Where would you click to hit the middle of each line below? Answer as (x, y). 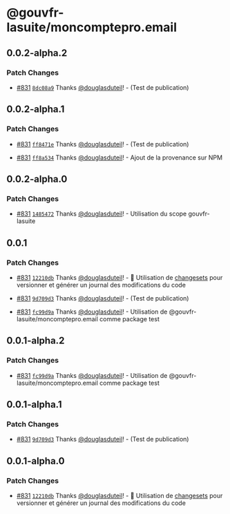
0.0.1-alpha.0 (36, 461)
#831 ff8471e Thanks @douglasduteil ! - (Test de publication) (103, 144)
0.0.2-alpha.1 (36, 110)
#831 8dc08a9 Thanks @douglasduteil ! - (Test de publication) (103, 87)
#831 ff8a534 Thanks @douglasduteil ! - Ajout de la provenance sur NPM (119, 158)
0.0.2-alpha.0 (37, 179)
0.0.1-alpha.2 (36, 341)
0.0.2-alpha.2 (37, 53)
